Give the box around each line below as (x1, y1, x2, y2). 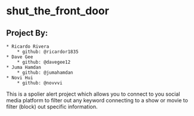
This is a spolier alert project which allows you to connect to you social (6, 90, 180, 98)
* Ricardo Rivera (6, 43, 50, 49)
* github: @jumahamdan (17, 70, 73, 76)
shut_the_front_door (6, 4, 109, 18)
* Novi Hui (6, 75, 33, 81)
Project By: (6, 28, 48, 38)
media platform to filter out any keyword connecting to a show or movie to (6, 97, 188, 104)
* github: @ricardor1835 (17, 49, 79, 55)
